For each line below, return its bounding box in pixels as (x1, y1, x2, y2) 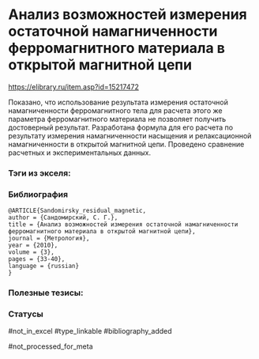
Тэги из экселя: (8, 168, 71, 179)
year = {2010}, (8, 241, 58, 250)
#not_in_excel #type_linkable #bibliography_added (8, 327, 172, 336)
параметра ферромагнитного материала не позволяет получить (8, 114, 227, 123)
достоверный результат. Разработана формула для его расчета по (8, 123, 234, 132)
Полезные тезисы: (8, 287, 84, 298)
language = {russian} (8, 263, 80, 270)
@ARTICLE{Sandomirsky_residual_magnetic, (8, 207, 147, 215)
